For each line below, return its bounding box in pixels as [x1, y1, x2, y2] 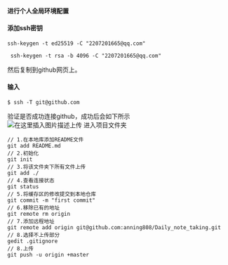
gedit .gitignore [7, 238, 58, 245]
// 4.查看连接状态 [7, 177, 55, 184]
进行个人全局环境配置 [7, 6, 69, 15]
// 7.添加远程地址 [7, 218, 55, 225]
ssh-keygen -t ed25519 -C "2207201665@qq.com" [7, 39, 146, 47]
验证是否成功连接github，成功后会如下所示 [7, 112, 130, 120]
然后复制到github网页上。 [7, 65, 81, 74]
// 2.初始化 [7, 150, 39, 157]
